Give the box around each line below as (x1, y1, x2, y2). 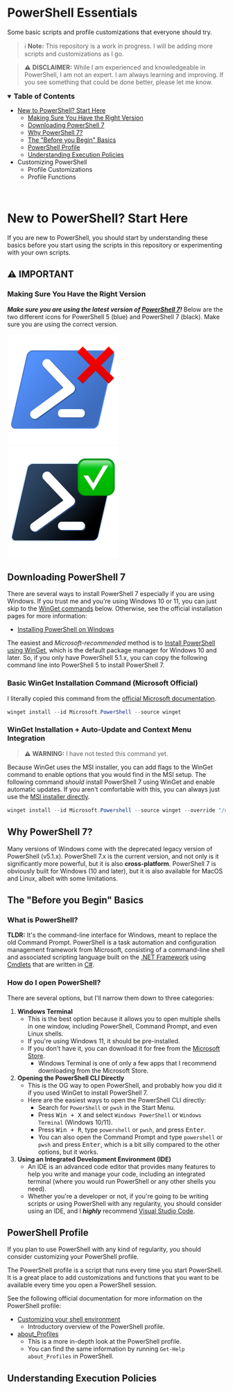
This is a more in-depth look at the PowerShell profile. (27, 1337, 182, 1346)
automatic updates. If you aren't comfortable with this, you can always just (7, 785, 221, 794)
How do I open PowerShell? (7, 978, 101, 988)
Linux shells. (27, 1029, 64, 1038)
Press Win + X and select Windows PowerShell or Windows (37, 1111, 202, 1119)
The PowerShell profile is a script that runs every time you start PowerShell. (7, 1266, 223, 1274)
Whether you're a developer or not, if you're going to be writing (27, 1191, 209, 1200)
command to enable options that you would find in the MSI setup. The (7, 770, 207, 778)
